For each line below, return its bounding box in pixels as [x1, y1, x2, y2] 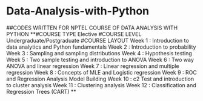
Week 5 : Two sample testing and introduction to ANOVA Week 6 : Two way [6, 56, 194, 63]
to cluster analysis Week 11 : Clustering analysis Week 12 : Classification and [6, 81, 196, 88]
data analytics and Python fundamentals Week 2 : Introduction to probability [6, 43, 196, 50]
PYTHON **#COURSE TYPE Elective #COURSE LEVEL [6, 30, 142, 37]
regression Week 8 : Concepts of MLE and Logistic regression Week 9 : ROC [6, 69, 197, 76]
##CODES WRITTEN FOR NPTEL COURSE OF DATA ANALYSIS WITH [6, 24, 178, 31]
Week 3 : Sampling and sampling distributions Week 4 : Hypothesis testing [6, 49, 192, 57]
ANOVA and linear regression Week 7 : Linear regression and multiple [6, 62, 180, 70]
